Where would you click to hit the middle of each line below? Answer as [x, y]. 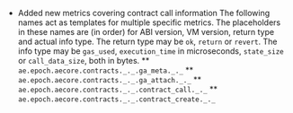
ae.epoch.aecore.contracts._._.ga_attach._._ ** [110, 79]
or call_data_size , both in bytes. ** [84, 61]
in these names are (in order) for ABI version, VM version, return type [146, 32]
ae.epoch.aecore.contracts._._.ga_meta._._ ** [106, 70]
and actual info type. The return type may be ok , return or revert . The [147, 41]
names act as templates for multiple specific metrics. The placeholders [149, 22]
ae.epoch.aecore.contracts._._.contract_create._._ [116, 100]
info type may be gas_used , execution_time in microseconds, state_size [151, 51]
